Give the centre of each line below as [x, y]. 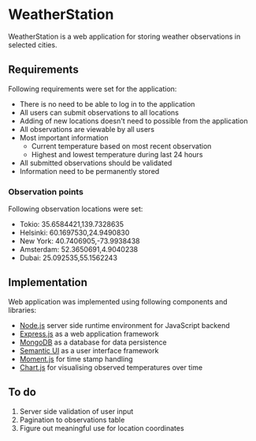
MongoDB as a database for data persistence [93, 342]
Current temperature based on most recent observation [121, 146]
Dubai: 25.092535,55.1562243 [69, 258]
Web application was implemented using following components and [118, 301]
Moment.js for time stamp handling [76, 359]
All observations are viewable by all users [87, 129]
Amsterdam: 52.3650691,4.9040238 [79, 250]
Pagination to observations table [72, 420]
